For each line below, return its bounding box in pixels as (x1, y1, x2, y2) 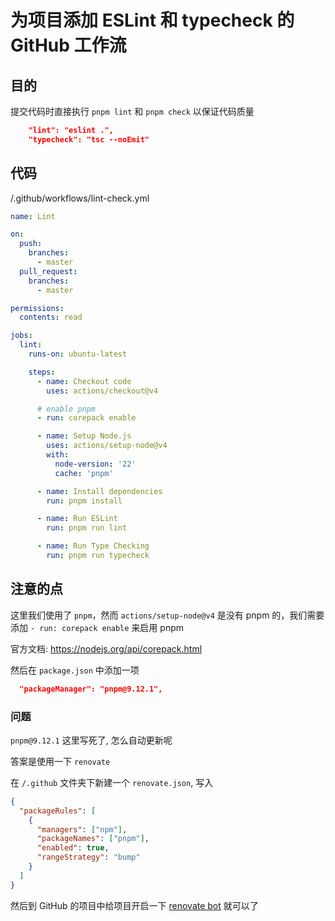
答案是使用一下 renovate (10, 755, 111, 767)
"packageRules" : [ (19, 806, 97, 816)
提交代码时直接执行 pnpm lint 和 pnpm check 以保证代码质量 (10, 106, 255, 117)
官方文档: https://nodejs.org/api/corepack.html (10, 642, 203, 655)
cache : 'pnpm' (54, 468, 114, 478)
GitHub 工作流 (10, 34, 127, 57)
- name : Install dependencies (36, 486, 163, 496)
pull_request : (19, 266, 78, 276)
